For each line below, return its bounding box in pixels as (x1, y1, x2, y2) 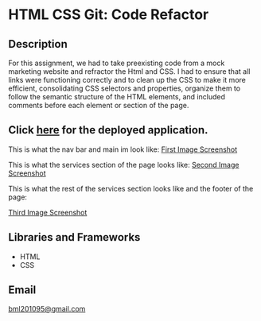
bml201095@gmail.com (8, 304, 86, 314)
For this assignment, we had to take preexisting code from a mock (8, 58, 225, 68)
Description (8, 37, 68, 51)
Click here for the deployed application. (8, 123, 208, 137)
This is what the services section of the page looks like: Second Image (8, 160, 240, 169)
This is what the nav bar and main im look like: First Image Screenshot (8, 145, 238, 154)
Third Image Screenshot (8, 207, 88, 217)
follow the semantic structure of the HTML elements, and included (8, 92, 225, 101)
